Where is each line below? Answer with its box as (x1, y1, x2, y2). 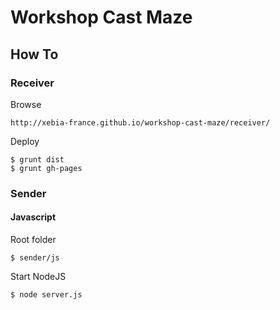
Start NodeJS (10, 271, 67, 282)
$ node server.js (10, 290, 83, 300)
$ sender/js (10, 253, 60, 263)
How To (10, 46, 59, 63)
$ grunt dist (10, 154, 65, 165)
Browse (10, 98, 42, 110)
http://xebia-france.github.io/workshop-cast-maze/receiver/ (10, 117, 271, 128)
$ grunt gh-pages (10, 163, 83, 173)
